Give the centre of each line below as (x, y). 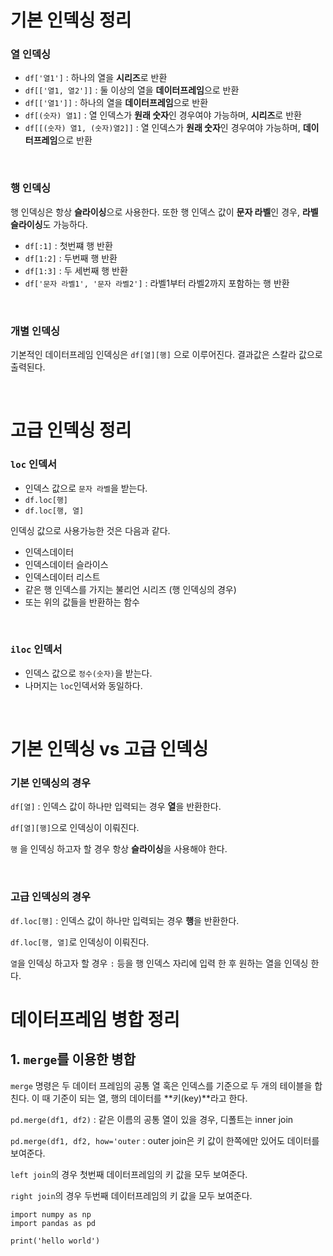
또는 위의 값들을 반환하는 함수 (82, 602)
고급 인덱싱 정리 (71, 430)
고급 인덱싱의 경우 (51, 897)
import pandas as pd (53, 1223)
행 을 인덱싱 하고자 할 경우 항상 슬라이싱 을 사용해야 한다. (119, 849)
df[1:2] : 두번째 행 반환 (71, 258)
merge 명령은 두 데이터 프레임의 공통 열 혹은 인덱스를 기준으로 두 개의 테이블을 (161, 1085)
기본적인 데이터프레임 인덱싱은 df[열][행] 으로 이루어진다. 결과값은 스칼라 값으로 (166, 355)
